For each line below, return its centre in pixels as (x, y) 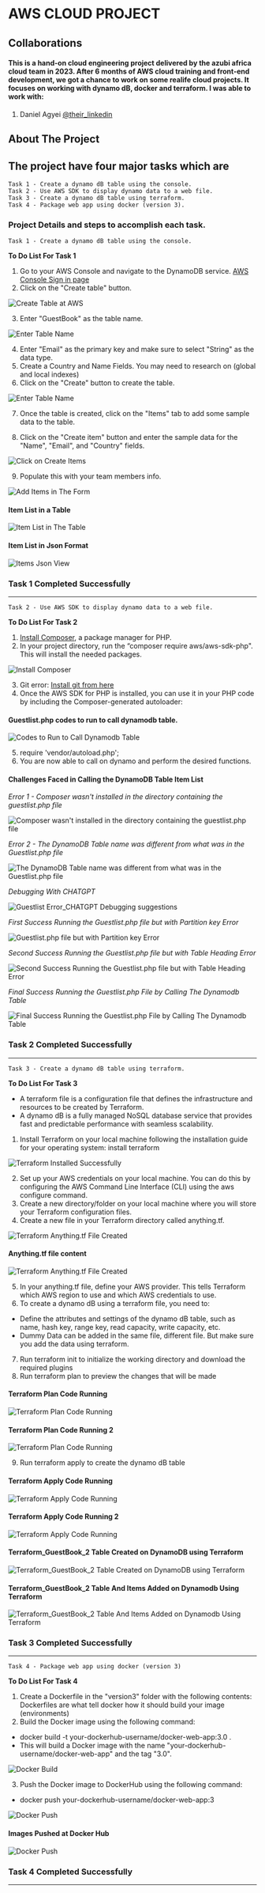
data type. (36, 358)
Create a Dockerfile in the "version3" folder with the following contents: (136, 1697)
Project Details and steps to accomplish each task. (107, 225)
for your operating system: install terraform (90, 1147)
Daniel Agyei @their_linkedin (66, 114)
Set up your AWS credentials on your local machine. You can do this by (135, 1178)
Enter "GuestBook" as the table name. (81, 319)
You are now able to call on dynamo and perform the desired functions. (135, 761)
